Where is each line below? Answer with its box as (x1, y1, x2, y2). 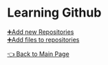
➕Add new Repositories (7, 28, 74, 36)
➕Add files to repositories (7, 35, 80, 44)
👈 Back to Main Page (7, 50, 70, 58)
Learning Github (7, 5, 102, 21)
